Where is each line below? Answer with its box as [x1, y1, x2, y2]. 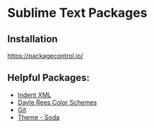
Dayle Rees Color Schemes [17, 98, 97, 106]
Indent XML [17, 90, 52, 99]
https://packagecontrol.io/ [7, 51, 83, 60]
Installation [7, 33, 58, 45]
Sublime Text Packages [7, 5, 148, 21]
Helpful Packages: [7, 72, 90, 84]
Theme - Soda [17, 113, 60, 121]
